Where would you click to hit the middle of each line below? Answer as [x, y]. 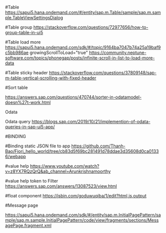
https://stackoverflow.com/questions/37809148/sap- [103, 73]
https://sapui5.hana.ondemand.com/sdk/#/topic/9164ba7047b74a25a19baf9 [83, 47]
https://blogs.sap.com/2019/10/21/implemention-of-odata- [91, 121]
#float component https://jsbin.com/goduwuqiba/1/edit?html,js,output [76, 196]
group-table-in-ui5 [24, 32]
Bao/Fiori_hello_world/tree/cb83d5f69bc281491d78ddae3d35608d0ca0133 [82, 151]
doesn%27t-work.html [28, 102]
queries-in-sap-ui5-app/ [30, 127]
